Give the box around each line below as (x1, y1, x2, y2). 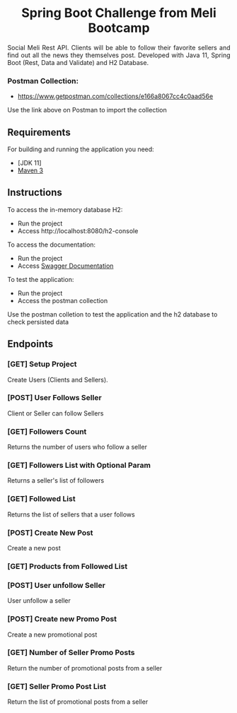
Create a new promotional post (7, 630, 98, 639)
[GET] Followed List (7, 494, 76, 504)
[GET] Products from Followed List (7, 561, 128, 571)
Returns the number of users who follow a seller (7, 443, 147, 452)
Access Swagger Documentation (17, 261, 114, 270)
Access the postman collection (17, 296, 108, 305)
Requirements (7, 126, 71, 139)
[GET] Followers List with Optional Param (7, 461, 151, 471)
